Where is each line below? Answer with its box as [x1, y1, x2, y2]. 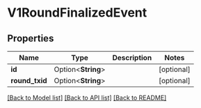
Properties [7, 33, 54, 44]
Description [112, 53, 152, 62]
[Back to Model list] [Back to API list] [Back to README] [7, 93, 167, 102]
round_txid [10, 76, 47, 85]
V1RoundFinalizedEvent [7, 5, 147, 21]
